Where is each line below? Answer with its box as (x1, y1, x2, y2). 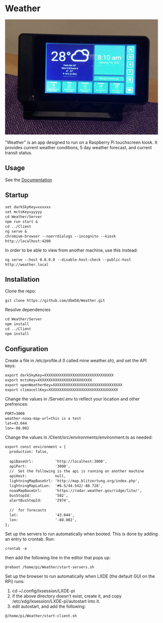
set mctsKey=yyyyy (5, 209, 42, 214)
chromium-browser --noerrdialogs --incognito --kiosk (5, 234, 116, 239)
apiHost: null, (9, 474, 66, 479)
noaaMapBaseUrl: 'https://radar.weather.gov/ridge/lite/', (9, 488, 142, 493)
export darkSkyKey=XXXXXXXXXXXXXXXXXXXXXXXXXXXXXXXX (5, 373, 114, 378)
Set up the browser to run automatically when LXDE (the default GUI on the (5, 573, 155, 579)
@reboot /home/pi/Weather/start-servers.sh (5, 565, 95, 570)
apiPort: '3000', (9, 464, 70, 469)
